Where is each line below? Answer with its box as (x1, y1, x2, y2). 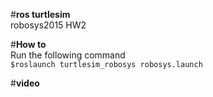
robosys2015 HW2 (10, 19, 87, 31)
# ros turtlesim (10, 9, 71, 20)
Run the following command (10, 49, 126, 61)
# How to (10, 39, 47, 50)
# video (10, 77, 40, 89)
